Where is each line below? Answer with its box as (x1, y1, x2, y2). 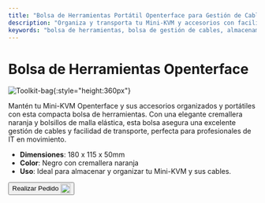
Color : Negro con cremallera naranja (19, 158, 140, 168)
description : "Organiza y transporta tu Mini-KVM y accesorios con (8, 19, 235, 27)
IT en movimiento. (8, 135, 67, 144)
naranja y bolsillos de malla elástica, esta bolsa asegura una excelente (8, 118, 237, 127)
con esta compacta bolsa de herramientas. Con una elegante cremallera (8, 109, 243, 119)
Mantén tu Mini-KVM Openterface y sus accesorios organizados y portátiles (8, 101, 256, 111)
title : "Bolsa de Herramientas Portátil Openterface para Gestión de (8, 11, 242, 20)
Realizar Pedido (12, 184, 59, 193)
